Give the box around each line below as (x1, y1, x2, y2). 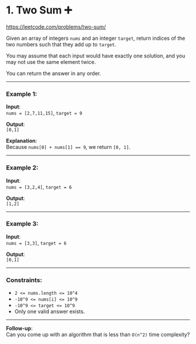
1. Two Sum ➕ (6, 4, 72, 17)
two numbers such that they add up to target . (6, 40, 117, 47)
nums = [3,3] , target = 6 (6, 239, 67, 246)
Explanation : (6, 137, 37, 144)
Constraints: (6, 276, 43, 284)
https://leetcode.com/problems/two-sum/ (6, 23, 106, 30)
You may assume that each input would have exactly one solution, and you (6, 52, 185, 59)
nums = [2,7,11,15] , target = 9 (6, 110, 83, 117)
